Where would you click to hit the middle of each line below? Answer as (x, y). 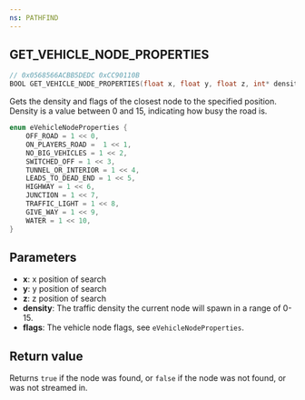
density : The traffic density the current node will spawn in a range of (152, 308)
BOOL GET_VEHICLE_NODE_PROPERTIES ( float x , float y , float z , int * (140, 84)
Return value (46, 356)
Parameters (43, 257)
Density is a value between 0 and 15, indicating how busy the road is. (138, 111)
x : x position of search (64, 279)
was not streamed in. (49, 388)
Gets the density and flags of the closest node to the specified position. (143, 102)
